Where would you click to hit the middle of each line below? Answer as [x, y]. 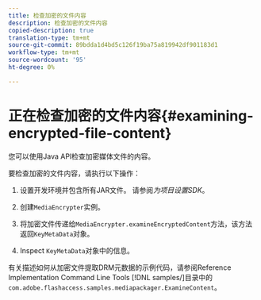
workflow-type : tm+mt [44, 52]
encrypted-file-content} [90, 133]
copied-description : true [51, 30]
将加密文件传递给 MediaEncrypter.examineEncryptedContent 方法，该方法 [136, 224]
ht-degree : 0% [32, 67]
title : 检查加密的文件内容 [48, 15]
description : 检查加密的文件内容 [58, 23]
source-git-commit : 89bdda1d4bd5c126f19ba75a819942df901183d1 [113, 45]
